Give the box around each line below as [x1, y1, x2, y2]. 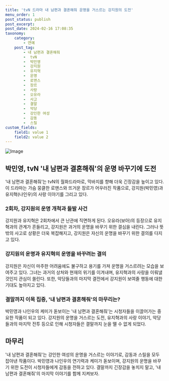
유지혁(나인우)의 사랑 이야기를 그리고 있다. [5, 191, 88, 197]
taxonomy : [5, 31, 26, 36]
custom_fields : [5, 125, 37, 130]
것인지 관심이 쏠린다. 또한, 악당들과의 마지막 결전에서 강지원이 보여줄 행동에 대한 [5, 275, 163, 281]
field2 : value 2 [14, 135, 49, 140]
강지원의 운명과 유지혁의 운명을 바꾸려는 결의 [5, 250, 107, 258]
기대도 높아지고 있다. [5, 282, 46, 288]
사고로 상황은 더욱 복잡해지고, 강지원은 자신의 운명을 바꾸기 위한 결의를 [14, 230, 153, 236]
